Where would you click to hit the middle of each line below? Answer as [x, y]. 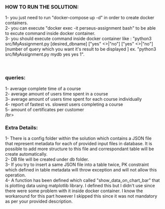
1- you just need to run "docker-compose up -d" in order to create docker [80, 18]
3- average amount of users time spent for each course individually [73, 99]
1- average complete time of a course [43, 88]
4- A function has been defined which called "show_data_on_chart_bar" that [82, 180]
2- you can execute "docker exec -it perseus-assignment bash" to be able [81, 28]
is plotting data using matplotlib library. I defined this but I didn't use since [80, 185]
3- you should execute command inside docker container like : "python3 [78, 39]
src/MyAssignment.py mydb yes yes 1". [45, 54]
